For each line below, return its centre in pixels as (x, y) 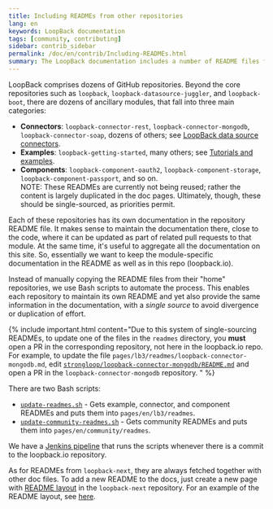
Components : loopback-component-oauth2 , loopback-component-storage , (141, 169)
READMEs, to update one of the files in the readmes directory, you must (127, 338)
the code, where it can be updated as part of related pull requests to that (130, 237)
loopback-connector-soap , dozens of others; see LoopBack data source (139, 134)
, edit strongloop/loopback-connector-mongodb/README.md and (147, 364)
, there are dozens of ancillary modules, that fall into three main (129, 102)
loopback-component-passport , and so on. (89, 178)
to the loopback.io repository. (58, 454)
